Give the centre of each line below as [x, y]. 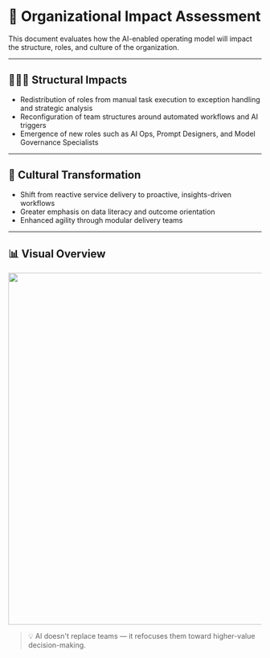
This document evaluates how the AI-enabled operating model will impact [131, 39]
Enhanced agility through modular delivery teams [101, 220]
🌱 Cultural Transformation [75, 175]
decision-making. [57, 645]
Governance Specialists [59, 142]
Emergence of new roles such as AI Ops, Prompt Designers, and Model [137, 134]
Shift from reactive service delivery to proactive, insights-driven [125, 194]
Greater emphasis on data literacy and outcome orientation [117, 212]
